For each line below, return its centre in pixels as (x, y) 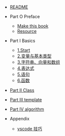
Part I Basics (22, 41)
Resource (27, 31)
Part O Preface (25, 16)
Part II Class (22, 90)
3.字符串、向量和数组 (38, 62)
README (19, 7)
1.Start (24, 50)
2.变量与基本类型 (34, 56)
